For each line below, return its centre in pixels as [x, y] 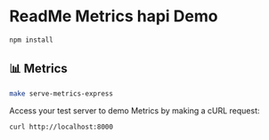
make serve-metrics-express [61, 93]
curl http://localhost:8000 [61, 127]
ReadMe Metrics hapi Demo [114, 16]
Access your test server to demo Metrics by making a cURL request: [134, 110]
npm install [31, 40]
